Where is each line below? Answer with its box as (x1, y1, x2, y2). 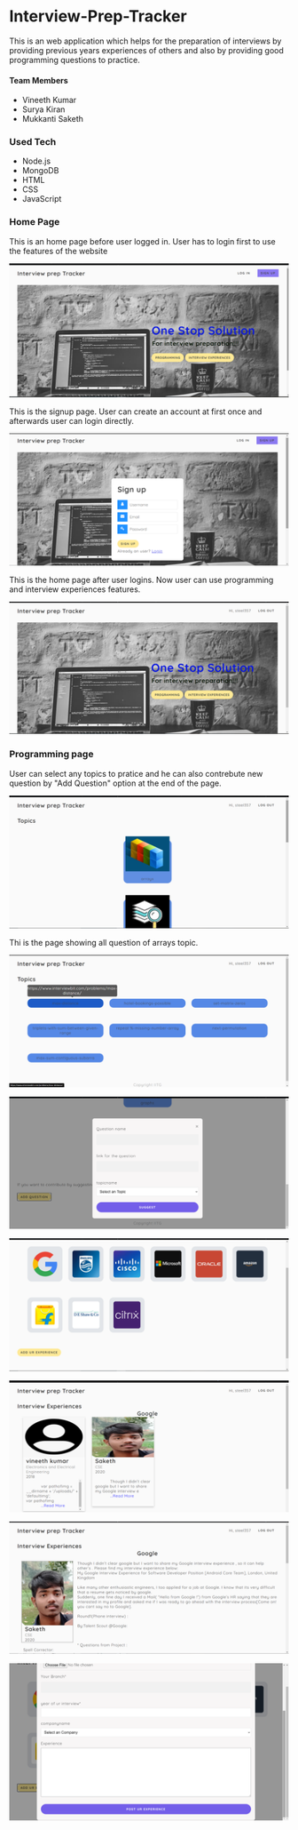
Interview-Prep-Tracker (9, 6, 188, 27)
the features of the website (9, 245, 108, 256)
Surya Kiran (21, 104, 66, 115)
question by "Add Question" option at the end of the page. (9, 778, 222, 788)
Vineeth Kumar (21, 95, 77, 106)
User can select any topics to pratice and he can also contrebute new (9, 768, 263, 779)
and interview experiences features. (9, 584, 141, 595)
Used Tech (9, 136, 57, 148)
